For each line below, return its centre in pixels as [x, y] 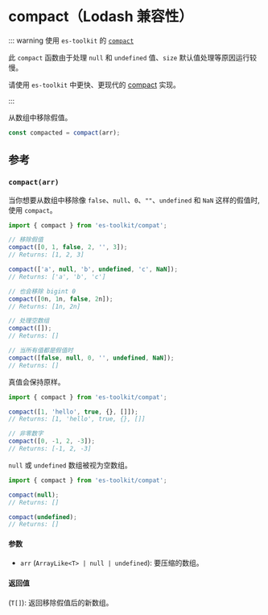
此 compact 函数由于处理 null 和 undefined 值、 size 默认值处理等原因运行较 [133, 57]
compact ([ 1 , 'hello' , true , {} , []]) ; [73, 412]
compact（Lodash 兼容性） [101, 17]
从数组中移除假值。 [40, 117]
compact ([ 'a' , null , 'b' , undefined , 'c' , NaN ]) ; [93, 269]
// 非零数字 [26, 434]
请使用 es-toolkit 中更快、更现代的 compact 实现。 [95, 85]
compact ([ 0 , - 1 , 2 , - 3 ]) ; [52, 441]
